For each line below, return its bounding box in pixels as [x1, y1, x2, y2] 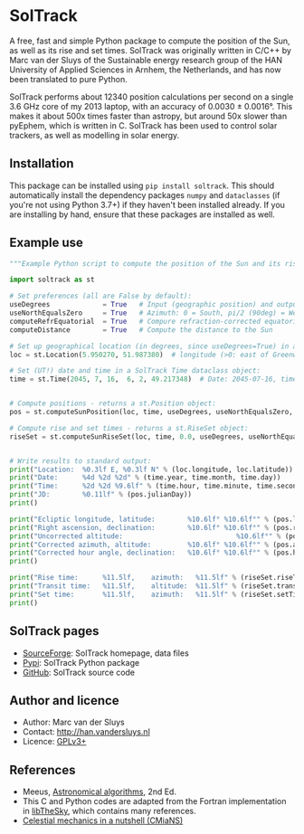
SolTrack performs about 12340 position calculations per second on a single [9, 91, 294, 102]
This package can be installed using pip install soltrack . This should [9, 180, 275, 191]
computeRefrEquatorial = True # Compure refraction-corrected [9, 317, 261, 326]
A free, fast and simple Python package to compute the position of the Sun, [9, 35, 291, 46]
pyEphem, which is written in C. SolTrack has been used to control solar [9, 119, 278, 131]
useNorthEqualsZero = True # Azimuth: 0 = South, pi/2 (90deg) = [9, 308, 285, 317]
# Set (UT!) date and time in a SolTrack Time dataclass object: [9, 366, 261, 375]
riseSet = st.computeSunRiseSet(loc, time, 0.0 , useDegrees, [9, 431, 245, 441]
